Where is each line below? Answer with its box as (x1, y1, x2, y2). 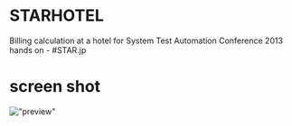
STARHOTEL (9, 5, 104, 26)
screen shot (9, 76, 101, 97)
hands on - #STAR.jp (9, 44, 87, 55)
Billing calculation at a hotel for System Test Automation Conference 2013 (9, 35, 283, 46)
